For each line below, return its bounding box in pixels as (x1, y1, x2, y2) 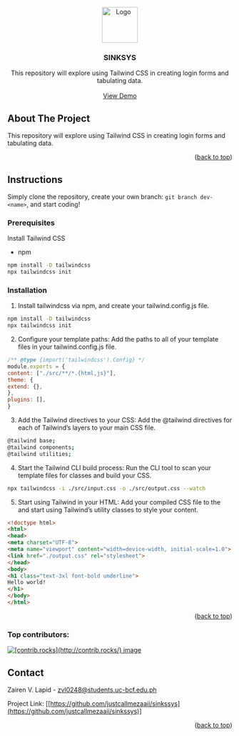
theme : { (7, 376, 34, 384)
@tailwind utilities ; (7, 450, 72, 457)
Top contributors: (7, 630, 70, 640)
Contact (7, 667, 44, 679)
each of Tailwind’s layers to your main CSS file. (17, 424, 156, 432)
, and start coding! (26, 199, 81, 209)
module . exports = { (7, 363, 66, 370)
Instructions (7, 174, 63, 186)
